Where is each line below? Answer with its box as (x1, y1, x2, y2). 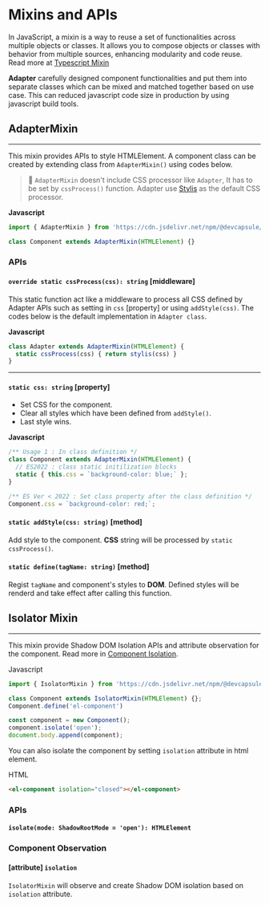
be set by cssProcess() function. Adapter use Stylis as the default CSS (27, 183, 261, 193)
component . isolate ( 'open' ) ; (8, 724, 102, 732)
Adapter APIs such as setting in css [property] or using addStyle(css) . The (8, 302, 255, 312)
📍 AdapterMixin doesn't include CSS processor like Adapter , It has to (27, 175, 254, 185)
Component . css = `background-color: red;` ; (8, 500, 156, 508)
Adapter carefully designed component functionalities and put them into (8, 73, 247, 83)
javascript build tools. (8, 99, 79, 108)
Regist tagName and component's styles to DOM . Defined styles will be (8, 579, 239, 589)
